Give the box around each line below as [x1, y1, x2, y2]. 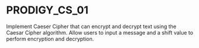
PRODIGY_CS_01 [6, 4, 89, 17]
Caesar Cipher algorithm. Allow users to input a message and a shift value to [6, 29, 194, 36]
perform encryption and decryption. [6, 35, 94, 42]
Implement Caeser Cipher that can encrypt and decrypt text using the [6, 23, 176, 30]
